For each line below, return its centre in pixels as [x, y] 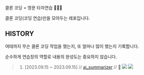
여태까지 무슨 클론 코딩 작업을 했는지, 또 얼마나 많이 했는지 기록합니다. [72, 46]
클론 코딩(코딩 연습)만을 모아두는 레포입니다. [48, 18]
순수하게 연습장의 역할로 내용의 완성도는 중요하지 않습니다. [61, 56]
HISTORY [20, 34]
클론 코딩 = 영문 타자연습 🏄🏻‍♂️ [34, 8]
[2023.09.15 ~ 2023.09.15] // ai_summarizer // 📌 [73, 67]
